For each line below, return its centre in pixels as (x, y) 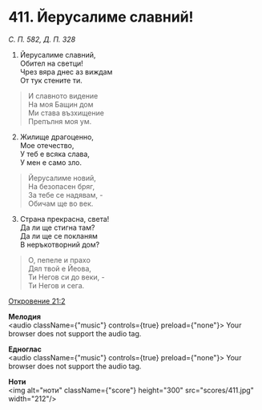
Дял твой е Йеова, (60, 268)
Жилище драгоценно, (57, 137)
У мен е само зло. (51, 162)
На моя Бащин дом (60, 104)
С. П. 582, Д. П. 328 (42, 39)
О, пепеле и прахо (59, 259)
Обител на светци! (52, 63)
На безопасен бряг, (61, 186)
